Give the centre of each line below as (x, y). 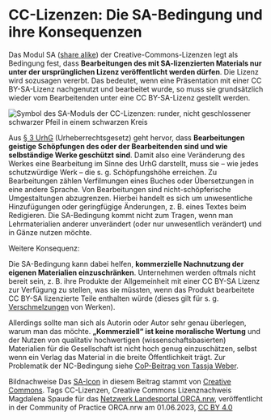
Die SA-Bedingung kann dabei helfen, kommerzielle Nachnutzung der (126, 264)
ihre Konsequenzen (75, 32)
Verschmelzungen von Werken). (62, 306)
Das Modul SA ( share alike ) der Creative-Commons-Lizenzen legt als (123, 54)
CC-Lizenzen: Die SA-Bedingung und (135, 15)
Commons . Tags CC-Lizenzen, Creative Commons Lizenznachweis (120, 390)
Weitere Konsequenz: (44, 248)
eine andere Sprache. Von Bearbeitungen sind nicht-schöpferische (120, 189)
